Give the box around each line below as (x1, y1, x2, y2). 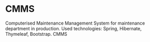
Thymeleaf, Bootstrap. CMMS (5, 31, 67, 37)
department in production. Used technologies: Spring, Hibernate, (5, 25, 142, 31)
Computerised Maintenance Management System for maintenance (5, 20, 145, 26)
